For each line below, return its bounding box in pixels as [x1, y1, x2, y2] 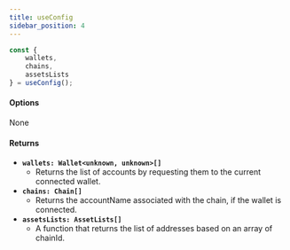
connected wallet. [35, 176, 101, 187]
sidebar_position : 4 [9, 21, 86, 30]
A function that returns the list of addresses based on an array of [35, 223, 273, 234]
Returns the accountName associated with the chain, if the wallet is [35, 195, 282, 206]
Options [9, 98, 40, 108]
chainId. [35, 232, 65, 244]
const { [9, 45, 38, 54]
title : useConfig [9, 12, 74, 22]
